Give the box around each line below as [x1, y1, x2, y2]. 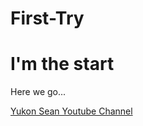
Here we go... [10, 86, 67, 98]
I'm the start [10, 53, 115, 76]
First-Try [10, 7, 85, 30]
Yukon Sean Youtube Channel [10, 105, 133, 117]
